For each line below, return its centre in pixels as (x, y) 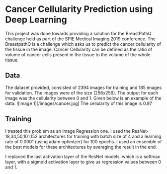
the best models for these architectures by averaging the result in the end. (81, 147)
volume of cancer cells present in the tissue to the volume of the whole (78, 54)
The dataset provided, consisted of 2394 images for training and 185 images (83, 87)
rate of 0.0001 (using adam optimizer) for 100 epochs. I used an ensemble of (83, 141)
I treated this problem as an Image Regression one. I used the (68, 131)
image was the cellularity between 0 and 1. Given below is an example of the (83, 98)
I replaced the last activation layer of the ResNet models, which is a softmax (83, 156)
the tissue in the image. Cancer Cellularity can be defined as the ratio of (79, 49)
